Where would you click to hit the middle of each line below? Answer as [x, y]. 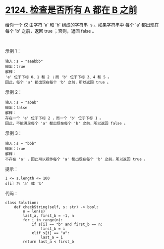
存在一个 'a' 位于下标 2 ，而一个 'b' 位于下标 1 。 [54, 118]
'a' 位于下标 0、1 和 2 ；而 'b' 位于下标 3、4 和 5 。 [58, 77]
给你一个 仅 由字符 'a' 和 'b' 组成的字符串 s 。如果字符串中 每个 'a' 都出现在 [82, 25]
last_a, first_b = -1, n [49, 215]
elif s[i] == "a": [51, 233]
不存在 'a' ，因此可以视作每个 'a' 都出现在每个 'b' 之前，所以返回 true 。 [76, 159]
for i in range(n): [43, 220]
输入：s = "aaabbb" [24, 61]
